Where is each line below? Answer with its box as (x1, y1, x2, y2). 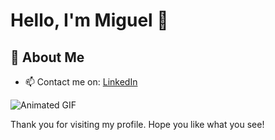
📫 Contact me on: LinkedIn (24, 76, 138, 88)
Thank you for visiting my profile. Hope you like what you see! (10, 119, 265, 130)
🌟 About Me (10, 49, 85, 66)
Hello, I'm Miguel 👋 (10, 9, 169, 32)
